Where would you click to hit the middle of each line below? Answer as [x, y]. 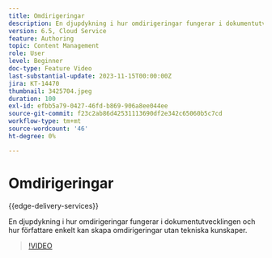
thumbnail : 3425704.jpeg [50, 91]
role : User [27, 53]
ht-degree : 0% [32, 136]
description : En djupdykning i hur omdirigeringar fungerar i [115, 23]
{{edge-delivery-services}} [54, 205]
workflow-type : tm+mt [45, 121]
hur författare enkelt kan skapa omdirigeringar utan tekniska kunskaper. [128, 230]
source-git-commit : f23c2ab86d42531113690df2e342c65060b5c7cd [115, 114]
